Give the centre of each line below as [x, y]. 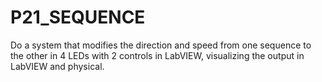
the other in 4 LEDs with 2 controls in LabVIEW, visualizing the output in [157, 55]
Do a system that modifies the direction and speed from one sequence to [161, 45]
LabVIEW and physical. [57, 66]
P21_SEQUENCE [78, 17]
